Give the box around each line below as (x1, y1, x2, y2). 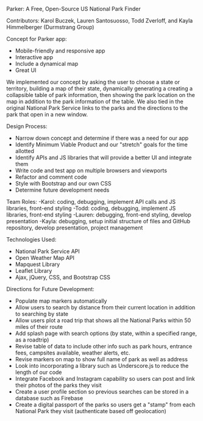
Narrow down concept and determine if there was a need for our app (15, 134, 189, 142)
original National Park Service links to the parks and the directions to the (6, 104, 188, 112)
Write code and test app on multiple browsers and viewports (15, 167, 168, 174)
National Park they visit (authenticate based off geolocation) (15, 408, 166, 414)
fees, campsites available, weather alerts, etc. (15, 349, 130, 356)
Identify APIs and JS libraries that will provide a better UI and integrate (15, 154, 192, 161)
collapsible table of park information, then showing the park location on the (6, 92, 195, 98)
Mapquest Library (15, 261, 60, 268)
